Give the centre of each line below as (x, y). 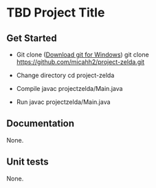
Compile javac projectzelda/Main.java (69, 88)
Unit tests (27, 162)
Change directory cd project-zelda (65, 75)
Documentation (41, 124)
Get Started (32, 38)
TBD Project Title (56, 13)
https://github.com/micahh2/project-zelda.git (80, 62)
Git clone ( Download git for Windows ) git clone (82, 54)
